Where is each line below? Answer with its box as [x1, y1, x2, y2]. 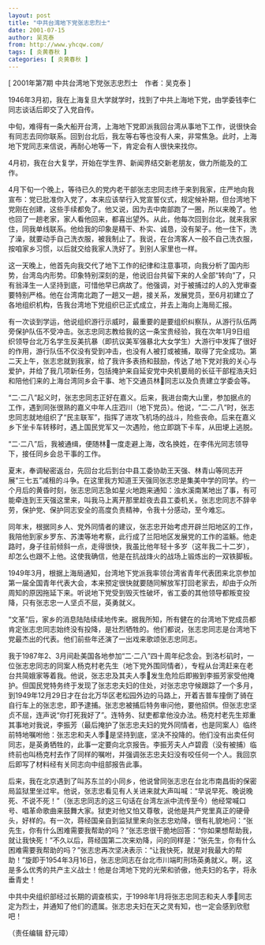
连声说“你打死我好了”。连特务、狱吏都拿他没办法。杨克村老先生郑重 [35, 710, 256, 719]
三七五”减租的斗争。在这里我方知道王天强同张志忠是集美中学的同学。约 [18, 475, 250, 485]
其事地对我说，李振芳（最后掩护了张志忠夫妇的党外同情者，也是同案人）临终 [8, 719, 257, 730]
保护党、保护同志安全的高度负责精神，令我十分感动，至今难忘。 [21, 505, 230, 514]
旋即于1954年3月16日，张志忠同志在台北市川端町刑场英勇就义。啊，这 [24, 855, 252, 865]
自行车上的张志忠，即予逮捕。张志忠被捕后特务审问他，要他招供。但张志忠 [8, 700, 250, 710]
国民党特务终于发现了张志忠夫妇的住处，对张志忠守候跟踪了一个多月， [28, 680, 257, 690]
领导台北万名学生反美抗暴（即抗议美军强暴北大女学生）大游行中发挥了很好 [14, 336, 257, 346]
